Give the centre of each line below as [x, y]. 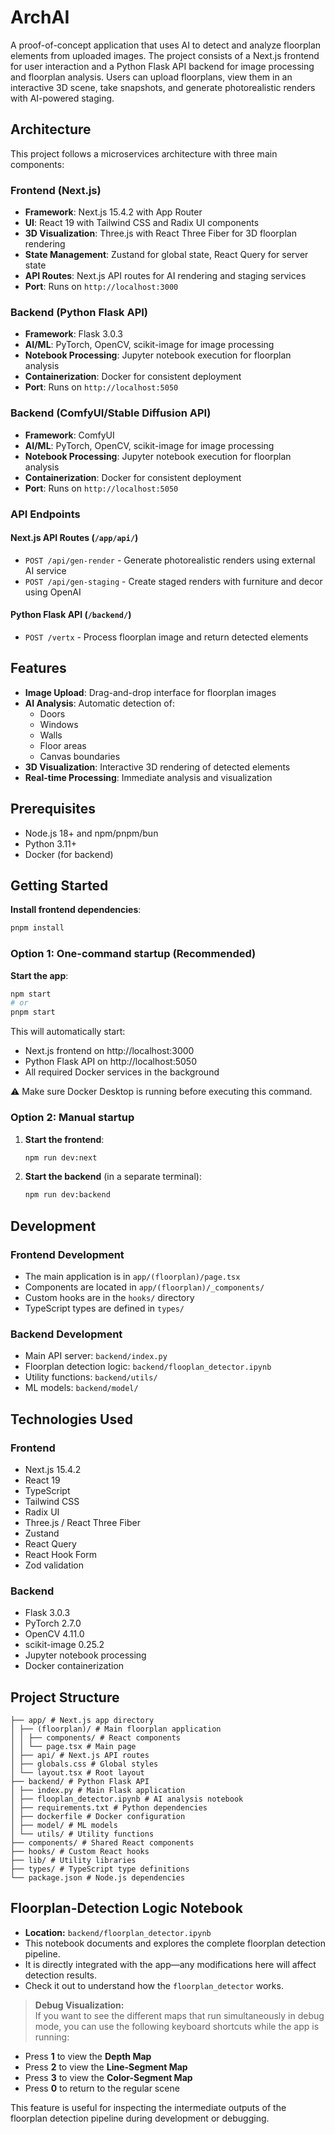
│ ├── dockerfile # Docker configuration [98, 1817]
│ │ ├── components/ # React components [96, 1738]
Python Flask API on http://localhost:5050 [110, 1062]
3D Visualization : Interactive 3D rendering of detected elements [157, 767]
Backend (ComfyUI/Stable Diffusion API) [111, 413]
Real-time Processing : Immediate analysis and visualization [148, 777]
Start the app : [39, 975]
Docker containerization [74, 1666]
